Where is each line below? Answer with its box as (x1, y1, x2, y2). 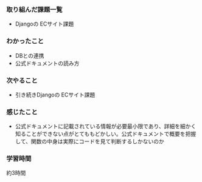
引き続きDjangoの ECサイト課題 (15, 91, 96, 98)
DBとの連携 (15, 52, 44, 59)
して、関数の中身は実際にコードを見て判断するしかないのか (15, 138, 164, 145)
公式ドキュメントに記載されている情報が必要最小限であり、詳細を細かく (15, 123, 197, 130)
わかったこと (6, 37, 44, 45)
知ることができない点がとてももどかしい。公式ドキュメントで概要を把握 (15, 130, 197, 138)
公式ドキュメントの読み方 (15, 59, 80, 67)
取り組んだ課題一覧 (6, 5, 63, 13)
